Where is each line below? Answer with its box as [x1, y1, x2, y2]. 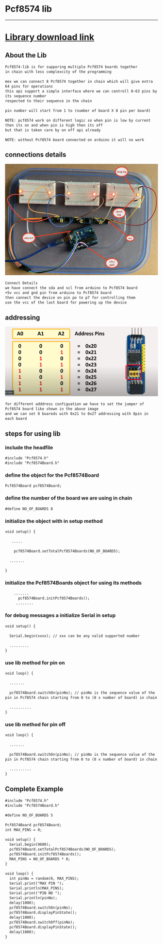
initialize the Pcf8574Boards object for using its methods [5, 579, 142, 586]
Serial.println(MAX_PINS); [9, 886, 64, 891]
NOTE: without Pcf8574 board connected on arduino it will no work [5, 137, 145, 142]
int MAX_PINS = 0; [5, 828, 42, 833]
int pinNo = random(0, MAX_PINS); [9, 876, 79, 881]
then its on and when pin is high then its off [5, 123, 103, 127]
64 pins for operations [5, 84, 53, 89]
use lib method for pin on [5, 659, 65, 666]
